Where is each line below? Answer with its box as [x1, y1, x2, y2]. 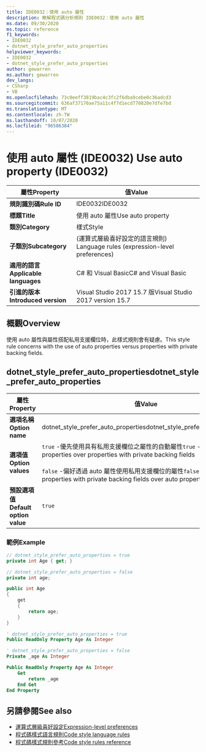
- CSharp [6, 83, 29, 89]
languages [9, 277, 41, 286]
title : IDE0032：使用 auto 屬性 [6, 9, 85, 15]
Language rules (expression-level [76, 243, 174, 251]
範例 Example [6, 537, 46, 546]
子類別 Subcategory [9, 242, 67, 251]
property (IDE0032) [6, 165, 109, 178]
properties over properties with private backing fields [42, 450, 195, 458]
